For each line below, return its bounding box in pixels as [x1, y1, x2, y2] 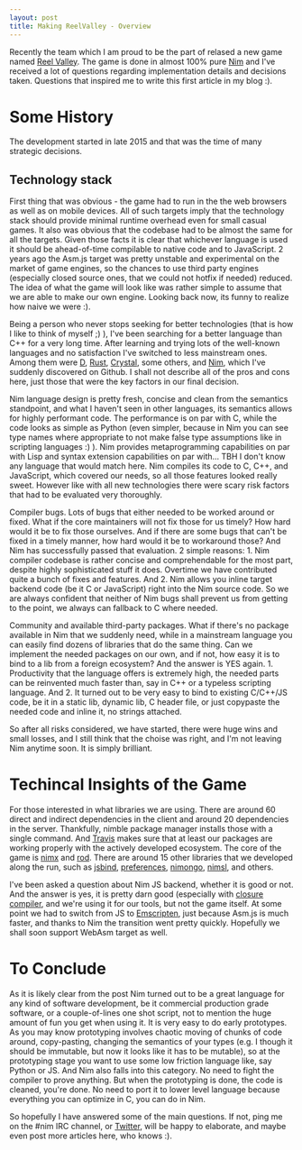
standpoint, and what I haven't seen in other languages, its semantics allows [9, 403, 293, 415]
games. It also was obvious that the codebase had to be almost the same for [9, 224, 293, 235]
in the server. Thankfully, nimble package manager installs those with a [9, 824, 273, 835]
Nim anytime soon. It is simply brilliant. [9, 743, 153, 753]
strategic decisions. [9, 146, 83, 157]
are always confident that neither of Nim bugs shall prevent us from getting [9, 593, 288, 604]
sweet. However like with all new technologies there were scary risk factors [9, 479, 290, 491]
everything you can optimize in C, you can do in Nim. [9, 1094, 206, 1105]
